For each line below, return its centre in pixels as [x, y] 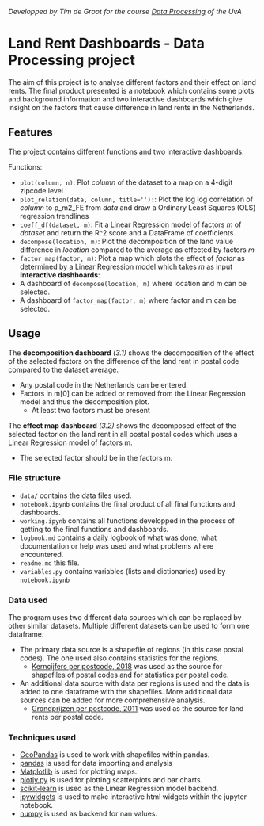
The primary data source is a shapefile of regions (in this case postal [131, 650]
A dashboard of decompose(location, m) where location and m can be [133, 283]
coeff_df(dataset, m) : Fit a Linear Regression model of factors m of [130, 224]
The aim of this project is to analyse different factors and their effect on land [132, 82]
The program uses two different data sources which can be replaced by [125, 618]
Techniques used [42, 738]
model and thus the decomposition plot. [85, 402]
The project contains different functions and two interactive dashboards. [126, 151]
